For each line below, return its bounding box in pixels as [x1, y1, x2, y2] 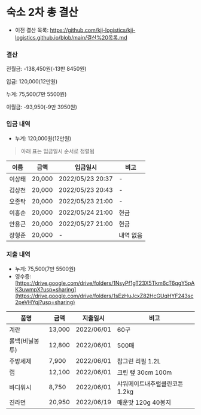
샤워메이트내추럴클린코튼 [117, 379, 184, 387]
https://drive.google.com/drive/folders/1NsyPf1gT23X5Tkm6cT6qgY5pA [17, 279, 195, 287]
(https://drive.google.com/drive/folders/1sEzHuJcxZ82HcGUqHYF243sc [14, 292, 194, 299]
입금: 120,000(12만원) [6, 78, 58, 85]
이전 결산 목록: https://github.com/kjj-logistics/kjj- [14, 26, 136, 34]
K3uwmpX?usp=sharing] [14, 285, 77, 293]
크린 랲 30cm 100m [117, 368, 172, 377]
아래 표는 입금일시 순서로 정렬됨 [20, 148, 95, 155]
